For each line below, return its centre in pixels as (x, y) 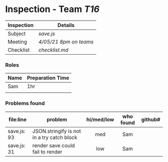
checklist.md (53, 50)
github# (151, 119)
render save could (53, 145)
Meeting (17, 42)
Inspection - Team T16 (52, 9)
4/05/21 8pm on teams (66, 42)
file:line (17, 119)
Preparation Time (48, 78)
